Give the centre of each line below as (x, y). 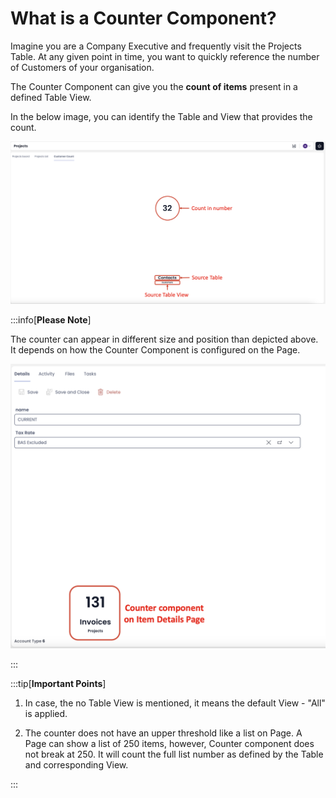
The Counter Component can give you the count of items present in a (154, 86)
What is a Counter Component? (143, 18)
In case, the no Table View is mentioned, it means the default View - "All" (175, 703)
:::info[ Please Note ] (51, 320)
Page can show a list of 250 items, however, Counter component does (169, 744)
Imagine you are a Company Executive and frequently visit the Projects (156, 46)
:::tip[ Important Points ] (58, 684)
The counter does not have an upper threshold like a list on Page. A (163, 733)
